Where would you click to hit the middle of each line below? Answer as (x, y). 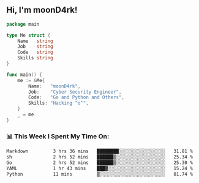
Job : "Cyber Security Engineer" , (75, 92)
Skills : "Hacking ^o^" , (58, 103)
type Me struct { (28, 35)
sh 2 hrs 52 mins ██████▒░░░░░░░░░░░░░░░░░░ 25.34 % (99, 157)
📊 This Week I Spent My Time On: (58, 136)
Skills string (35, 58)
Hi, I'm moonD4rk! (42, 10)
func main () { (24, 75)
